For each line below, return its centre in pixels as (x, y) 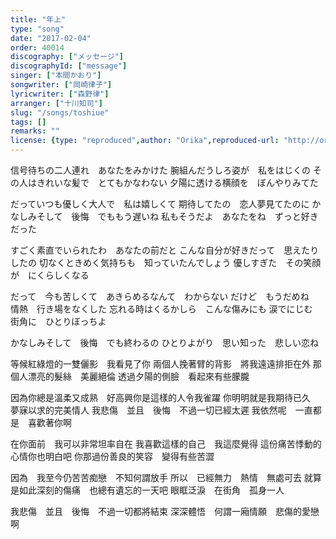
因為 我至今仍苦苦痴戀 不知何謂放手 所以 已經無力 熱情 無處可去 (156, 477)
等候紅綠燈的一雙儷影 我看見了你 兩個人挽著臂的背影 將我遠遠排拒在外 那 (166, 364)
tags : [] (28, 122)
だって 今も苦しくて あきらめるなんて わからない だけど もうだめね (160, 296)
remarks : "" (35, 131)
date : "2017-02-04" (51, 38)
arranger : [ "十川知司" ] (56, 103)
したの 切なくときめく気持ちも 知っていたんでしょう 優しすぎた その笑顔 (166, 262)
